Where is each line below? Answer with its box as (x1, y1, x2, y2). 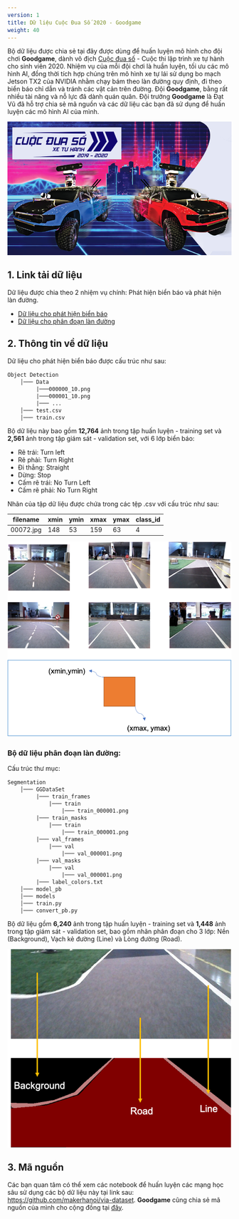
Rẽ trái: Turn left (17, 447, 65, 456)
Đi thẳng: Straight (17, 463, 70, 472)
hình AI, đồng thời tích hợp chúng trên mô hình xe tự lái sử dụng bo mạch (7, 70, 221, 78)
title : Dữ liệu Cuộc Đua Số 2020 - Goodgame (7, 19, 142, 26)
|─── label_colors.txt (36, 878, 103, 886)
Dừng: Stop (17, 470, 51, 479)
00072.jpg (10, 526, 42, 534)
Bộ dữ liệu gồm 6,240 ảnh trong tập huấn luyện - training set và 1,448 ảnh (7, 920, 226, 928)
